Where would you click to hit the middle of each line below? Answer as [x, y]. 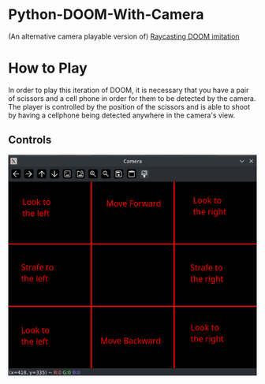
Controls [30, 140]
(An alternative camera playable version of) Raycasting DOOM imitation [124, 36]
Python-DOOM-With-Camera [106, 15]
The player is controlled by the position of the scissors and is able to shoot [129, 106]
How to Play [48, 68]
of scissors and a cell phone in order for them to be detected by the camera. [132, 98]
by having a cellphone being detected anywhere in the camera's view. [121, 115]
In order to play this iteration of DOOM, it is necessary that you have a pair [129, 90]
